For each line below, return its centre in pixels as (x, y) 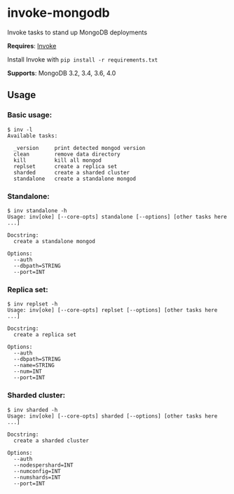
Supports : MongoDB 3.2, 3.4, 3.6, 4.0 (62, 73)
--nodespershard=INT (43, 465)
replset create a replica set (66, 166)
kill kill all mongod (57, 160)
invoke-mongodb (58, 13)
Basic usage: (30, 115)
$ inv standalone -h (37, 211)
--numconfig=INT (37, 471)
